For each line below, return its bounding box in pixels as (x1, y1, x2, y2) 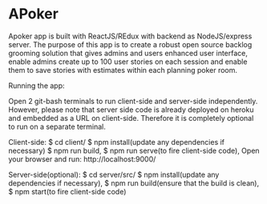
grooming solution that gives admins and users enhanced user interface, (8, 48, 249, 58)
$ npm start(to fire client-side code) (8, 186, 127, 196)
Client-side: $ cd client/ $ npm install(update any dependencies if (8, 137, 225, 146)
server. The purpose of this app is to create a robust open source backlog (8, 39, 253, 49)
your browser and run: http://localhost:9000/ (8, 154, 156, 164)
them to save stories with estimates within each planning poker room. (8, 65, 238, 74)
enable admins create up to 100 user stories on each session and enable (8, 57, 248, 66)
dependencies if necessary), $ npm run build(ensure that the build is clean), (8, 178, 259, 188)
